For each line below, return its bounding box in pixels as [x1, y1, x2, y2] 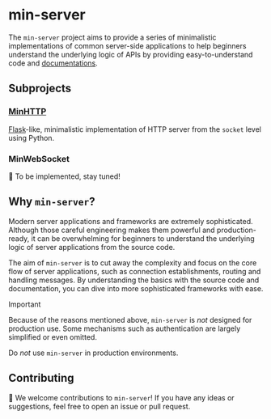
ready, [8, 233, 30, 243]
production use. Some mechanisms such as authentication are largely [8, 324, 241, 333]
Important [8, 299, 41, 309]
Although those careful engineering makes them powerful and [8, 225, 216, 235]
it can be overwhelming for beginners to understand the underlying [31, 233, 255, 243]
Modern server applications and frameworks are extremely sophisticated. [8, 216, 253, 226]
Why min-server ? [8, 195, 95, 209]
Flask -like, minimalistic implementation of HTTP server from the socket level [8, 124, 261, 134]
